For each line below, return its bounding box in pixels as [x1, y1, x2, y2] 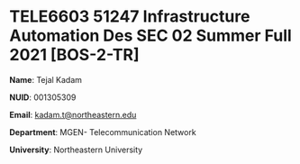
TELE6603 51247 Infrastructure [9, 6, 250, 27]
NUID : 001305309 [9, 92, 77, 103]
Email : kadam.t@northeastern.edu [9, 109, 137, 120]
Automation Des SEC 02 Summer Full [9, 25, 293, 46]
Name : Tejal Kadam [9, 74, 83, 85]
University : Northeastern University [9, 144, 143, 155]
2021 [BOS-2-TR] [9, 45, 140, 65]
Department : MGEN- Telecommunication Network [9, 126, 196, 137]
